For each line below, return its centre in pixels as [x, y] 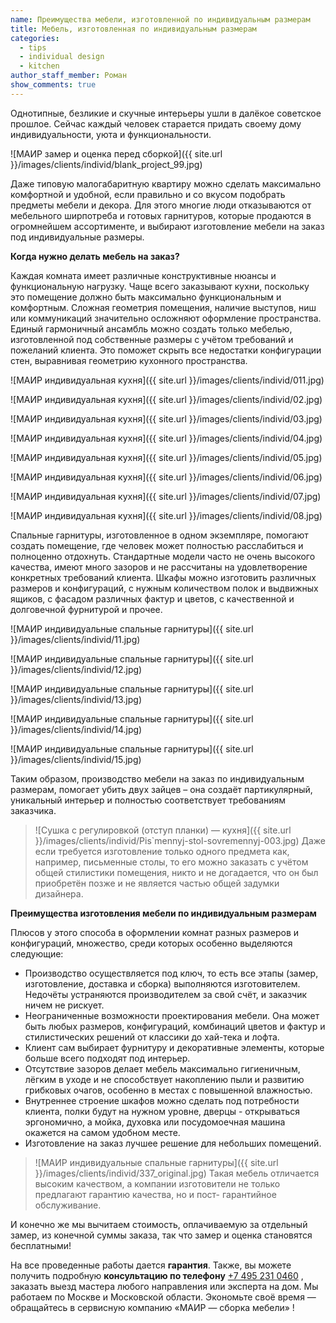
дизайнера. [59, 893]
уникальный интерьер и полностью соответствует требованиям [148, 800]
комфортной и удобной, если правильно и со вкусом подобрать [148, 194]
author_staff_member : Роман [69, 76]
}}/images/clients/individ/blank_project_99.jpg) [106, 164]
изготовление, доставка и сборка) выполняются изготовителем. [162, 983]
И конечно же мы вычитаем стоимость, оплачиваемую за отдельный [159, 1224]
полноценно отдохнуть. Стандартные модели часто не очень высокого [163, 556]
